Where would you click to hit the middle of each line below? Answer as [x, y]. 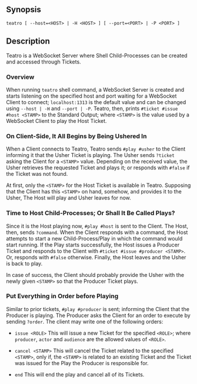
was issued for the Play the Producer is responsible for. [81, 363]
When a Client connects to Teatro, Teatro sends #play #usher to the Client [96, 149]
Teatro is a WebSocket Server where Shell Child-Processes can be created [97, 55]
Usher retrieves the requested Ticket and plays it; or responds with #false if [98, 168]
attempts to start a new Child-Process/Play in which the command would [94, 238]
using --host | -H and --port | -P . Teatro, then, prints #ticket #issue [92, 108]
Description [28, 41]
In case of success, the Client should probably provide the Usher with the [95, 275]
